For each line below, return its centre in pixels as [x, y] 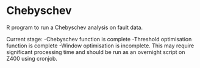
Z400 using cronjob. [32, 58]
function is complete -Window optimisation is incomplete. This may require [100, 46]
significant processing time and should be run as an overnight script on [96, 52]
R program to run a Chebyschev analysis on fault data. [75, 27]
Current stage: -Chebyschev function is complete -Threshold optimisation [99, 39]
